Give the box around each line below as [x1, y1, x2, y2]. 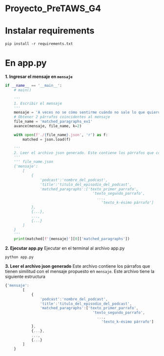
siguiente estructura [5, 274, 45, 279]
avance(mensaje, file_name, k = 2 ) [14, 124, 82, 129]
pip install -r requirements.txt [5, 41, 73, 46]
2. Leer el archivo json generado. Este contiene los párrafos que [14, 150, 154, 155]
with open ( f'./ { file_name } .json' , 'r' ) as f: [14, 132, 108, 137]
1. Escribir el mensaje [14, 101, 62, 106]
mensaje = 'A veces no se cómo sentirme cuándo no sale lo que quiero [14, 110, 161, 115]
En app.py [5, 58, 47, 69]
